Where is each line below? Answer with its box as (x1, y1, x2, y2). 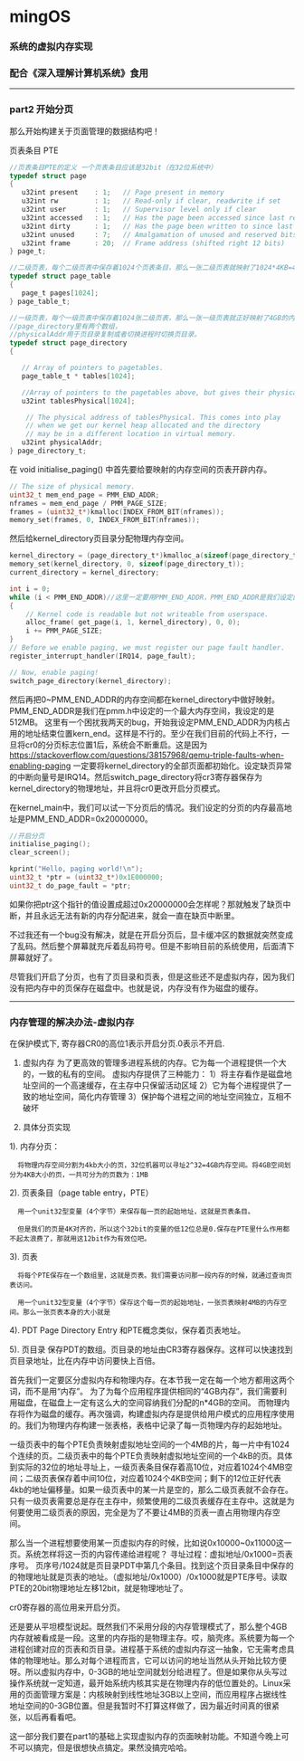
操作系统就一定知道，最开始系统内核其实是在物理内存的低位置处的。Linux (9, 1678, 283, 1689)
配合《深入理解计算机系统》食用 (9, 67, 149, 80)
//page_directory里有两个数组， (9, 321, 122, 331)
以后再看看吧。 (24, 1712, 81, 1723)
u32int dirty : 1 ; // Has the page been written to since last (21, 222, 294, 231)
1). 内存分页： (9, 1141, 61, 1152)
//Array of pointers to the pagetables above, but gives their (21, 387, 265, 397)
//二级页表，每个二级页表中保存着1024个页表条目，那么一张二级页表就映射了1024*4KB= (9, 263, 292, 272)
